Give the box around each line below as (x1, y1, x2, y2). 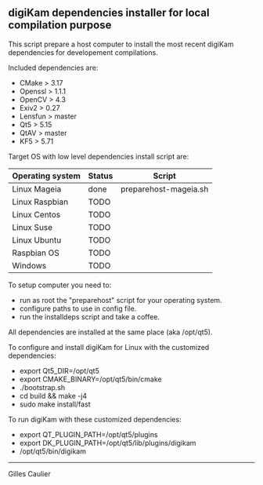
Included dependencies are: (8, 63, 99, 72)
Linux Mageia (12, 184, 62, 195)
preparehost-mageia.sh (120, 184, 209, 195)
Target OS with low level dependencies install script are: (8, 151, 189, 161)
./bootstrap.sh (19, 382, 66, 392)
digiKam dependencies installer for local (8, 6, 210, 20)
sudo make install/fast (19, 399, 92, 409)
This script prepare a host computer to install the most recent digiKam (8, 39, 234, 49)
